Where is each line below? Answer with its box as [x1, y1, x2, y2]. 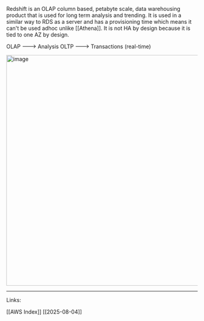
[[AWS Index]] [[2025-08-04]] [6, 308, 82, 316]
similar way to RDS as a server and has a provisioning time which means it [6, 18, 192, 25]
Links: [6, 297, 21, 303]
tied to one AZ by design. [6, 31, 70, 38]
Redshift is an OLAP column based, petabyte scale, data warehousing [6, 5, 181, 12]
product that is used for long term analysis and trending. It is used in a [6, 12, 182, 19]
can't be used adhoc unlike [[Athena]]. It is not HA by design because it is [6, 24, 191, 32]
